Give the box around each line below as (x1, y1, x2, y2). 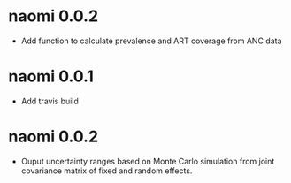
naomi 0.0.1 (8, 66, 95, 87)
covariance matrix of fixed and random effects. (20, 165, 193, 176)
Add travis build (20, 95, 79, 106)
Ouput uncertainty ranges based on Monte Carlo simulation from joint (20, 156, 275, 166)
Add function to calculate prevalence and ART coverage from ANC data (20, 35, 282, 46)
